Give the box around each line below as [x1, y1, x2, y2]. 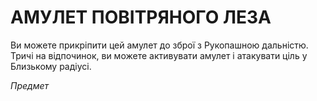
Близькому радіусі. [10, 60, 92, 72]
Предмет [10, 79, 50, 91]
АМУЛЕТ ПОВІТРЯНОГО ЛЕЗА [10, 6, 272, 29]
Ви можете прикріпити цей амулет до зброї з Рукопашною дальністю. [10, 39, 309, 51]
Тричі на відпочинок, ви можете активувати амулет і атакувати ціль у [10, 49, 308, 61]
